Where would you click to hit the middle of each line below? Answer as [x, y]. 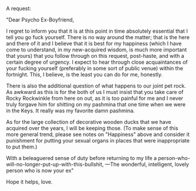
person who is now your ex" [40, 171]
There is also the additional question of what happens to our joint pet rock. [96, 86]
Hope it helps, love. [29, 182]
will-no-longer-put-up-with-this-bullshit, [55, 164]
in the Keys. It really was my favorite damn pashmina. [70, 111]
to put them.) [22, 147]
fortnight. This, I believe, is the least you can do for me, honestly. [85, 74]
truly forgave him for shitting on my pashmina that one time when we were [96, 104]
